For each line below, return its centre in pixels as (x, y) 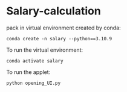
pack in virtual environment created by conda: (63, 28)
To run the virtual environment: (45, 50)
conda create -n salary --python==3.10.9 (59, 38)
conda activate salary (35, 61)
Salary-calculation (54, 11)
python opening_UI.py (34, 83)
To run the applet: (28, 72)
